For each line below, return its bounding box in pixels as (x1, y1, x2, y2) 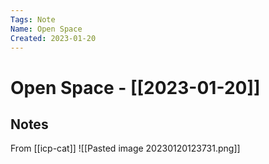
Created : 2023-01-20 (10, 33, 97, 43)
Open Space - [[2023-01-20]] (10, 76, 261, 99)
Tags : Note (10, 14, 56, 25)
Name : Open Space (10, 24, 83, 34)
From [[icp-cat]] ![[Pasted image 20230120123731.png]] (10, 142, 241, 155)
